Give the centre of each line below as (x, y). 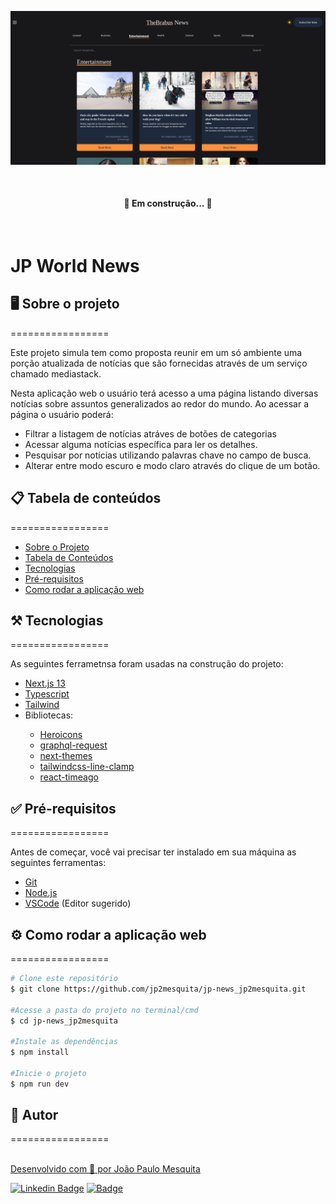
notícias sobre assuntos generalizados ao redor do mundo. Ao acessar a (159, 403)
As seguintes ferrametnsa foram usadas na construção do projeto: (147, 664)
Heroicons (61, 735)
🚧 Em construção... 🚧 (168, 203)
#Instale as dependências (64, 1042)
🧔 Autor (34, 1115)
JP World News (75, 265)
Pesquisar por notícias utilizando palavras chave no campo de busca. (168, 455)
